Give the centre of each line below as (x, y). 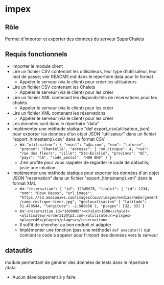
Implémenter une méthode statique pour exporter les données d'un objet (85, 173)
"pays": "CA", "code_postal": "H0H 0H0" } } (66, 157)
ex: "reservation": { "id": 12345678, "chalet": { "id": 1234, (84, 188)
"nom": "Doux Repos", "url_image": (56, 193)
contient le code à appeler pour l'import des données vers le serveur (89, 235)
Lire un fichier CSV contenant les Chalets (54, 87)
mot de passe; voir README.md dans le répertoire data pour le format (82, 77)
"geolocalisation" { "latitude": (113, 202)
